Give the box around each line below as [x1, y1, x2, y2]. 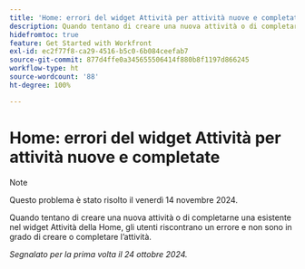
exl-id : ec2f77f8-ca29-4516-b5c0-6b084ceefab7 [9, 47, 189, 56]
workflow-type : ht [9, 64, 79, 73]
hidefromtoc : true [9, 30, 79, 39]
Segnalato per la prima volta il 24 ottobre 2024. [9, 248, 188, 259]
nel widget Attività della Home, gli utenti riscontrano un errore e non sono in [9, 221, 292, 232]
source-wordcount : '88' [9, 72, 100, 82]
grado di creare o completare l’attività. [9, 231, 152, 242]
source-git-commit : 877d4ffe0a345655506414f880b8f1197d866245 [9, 55, 250, 64]
